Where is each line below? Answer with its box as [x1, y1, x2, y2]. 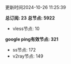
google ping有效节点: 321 [5, 36, 59, 42]
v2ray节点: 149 [12, 53, 44, 59]
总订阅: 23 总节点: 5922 [5, 15, 55, 21]
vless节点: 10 [12, 25, 40, 31]
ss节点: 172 [12, 47, 36, 52]
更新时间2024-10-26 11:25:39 [5, 4, 66, 10]
